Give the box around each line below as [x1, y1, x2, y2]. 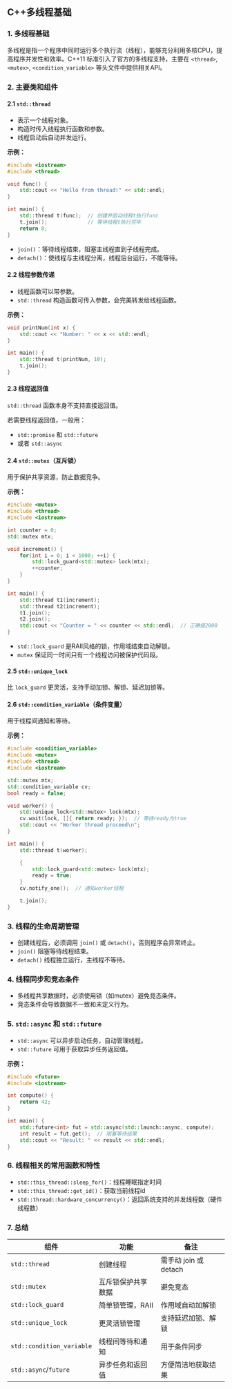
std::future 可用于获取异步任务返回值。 [17, 1045, 133, 1053]
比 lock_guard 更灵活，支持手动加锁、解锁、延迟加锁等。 [7, 683, 169, 692]
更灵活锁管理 [99, 1319, 141, 1328]
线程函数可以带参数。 [17, 287, 78, 295]
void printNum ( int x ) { [7, 324, 76, 331]
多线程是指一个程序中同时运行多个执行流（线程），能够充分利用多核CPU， [7, 46, 217, 54]
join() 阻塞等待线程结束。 [17, 947, 93, 955]
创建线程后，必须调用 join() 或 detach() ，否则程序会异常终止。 [17, 938, 199, 947]
